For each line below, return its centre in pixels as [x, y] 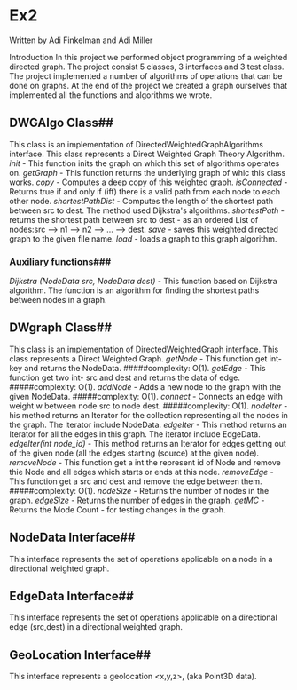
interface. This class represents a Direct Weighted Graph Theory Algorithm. [147, 154]
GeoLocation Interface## [80, 655]
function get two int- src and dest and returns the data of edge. [125, 377]
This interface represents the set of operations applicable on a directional [143, 617]
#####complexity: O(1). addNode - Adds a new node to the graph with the [145, 386]
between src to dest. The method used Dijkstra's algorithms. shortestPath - [147, 210]
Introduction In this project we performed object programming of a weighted [148, 57]
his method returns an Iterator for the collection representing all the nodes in [148, 415]
